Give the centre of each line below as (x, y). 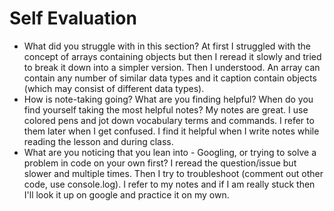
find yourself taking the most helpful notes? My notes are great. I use (166, 109)
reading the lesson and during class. (98, 141)
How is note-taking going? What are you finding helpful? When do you (168, 99)
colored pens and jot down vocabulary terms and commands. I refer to (169, 120)
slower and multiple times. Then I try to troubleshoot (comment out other (173, 173)
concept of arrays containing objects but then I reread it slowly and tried (172, 56)
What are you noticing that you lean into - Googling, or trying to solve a (170, 152)
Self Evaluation (73, 18)
